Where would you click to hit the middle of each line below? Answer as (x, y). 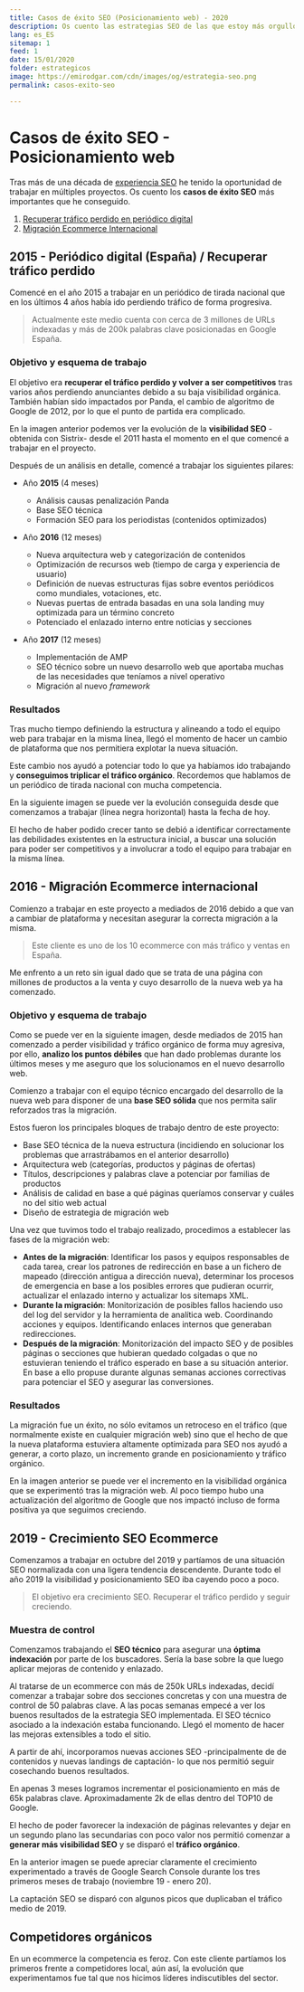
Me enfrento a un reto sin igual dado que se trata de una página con (136, 972)
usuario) (52, 574)
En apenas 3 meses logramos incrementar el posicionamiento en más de (145, 1788)
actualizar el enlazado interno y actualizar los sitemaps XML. (135, 1295)
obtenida (26, 438)
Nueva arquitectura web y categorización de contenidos (141, 555)
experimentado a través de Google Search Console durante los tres (135, 1872)
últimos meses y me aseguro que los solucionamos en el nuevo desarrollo (147, 1064)
